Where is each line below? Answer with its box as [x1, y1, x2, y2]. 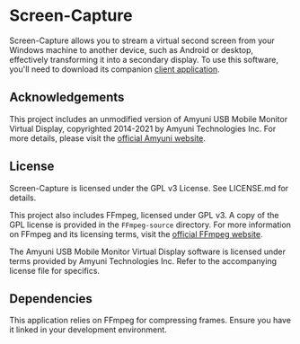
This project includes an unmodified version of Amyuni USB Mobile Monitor [9, 113, 288, 124]
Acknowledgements [9, 90, 125, 105]
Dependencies [9, 291, 93, 306]
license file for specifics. [9, 265, 101, 276]
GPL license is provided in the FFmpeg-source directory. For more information [9, 219, 292, 230]
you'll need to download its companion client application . [9, 64, 220, 75]
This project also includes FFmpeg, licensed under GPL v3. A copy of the [9, 209, 279, 220]
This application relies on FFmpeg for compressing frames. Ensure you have [9, 315, 292, 326]
